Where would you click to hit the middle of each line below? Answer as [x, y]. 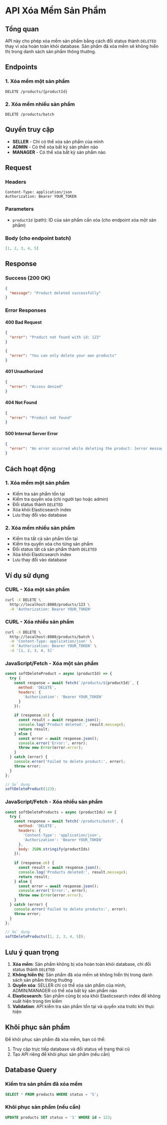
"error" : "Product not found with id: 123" [55, 337]
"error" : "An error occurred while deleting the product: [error [79, 449]
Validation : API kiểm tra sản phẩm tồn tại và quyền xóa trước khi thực [83, 1006]
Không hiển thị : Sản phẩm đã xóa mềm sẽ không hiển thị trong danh [82, 975]
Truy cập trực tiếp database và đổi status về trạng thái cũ [71, 1049]
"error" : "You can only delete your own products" [63, 356]
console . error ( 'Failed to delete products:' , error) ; [71, 909]
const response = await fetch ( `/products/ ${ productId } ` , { [77, 683]
